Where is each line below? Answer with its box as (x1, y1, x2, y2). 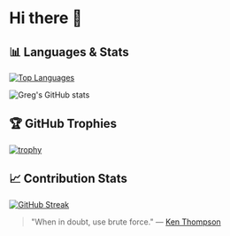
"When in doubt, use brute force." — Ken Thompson (30, 216, 221, 227)
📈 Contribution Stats (9, 171, 128, 186)
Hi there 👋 (9, 8, 82, 28)
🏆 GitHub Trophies (9, 116, 118, 131)
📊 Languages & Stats (9, 44, 130, 59)
